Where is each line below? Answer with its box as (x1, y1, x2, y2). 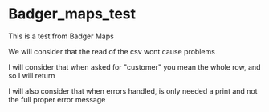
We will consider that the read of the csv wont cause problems (8, 46, 215, 56)
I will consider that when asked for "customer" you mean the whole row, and (8, 62, 261, 72)
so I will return (8, 70, 55, 80)
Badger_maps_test (8, 5, 137, 23)
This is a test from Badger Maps (8, 31, 114, 41)
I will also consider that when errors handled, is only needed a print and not (8, 86, 259, 96)
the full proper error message (8, 94, 106, 104)
